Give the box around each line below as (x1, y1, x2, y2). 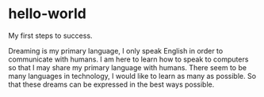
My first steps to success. (8, 31, 93, 40)
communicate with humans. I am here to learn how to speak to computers (8, 54, 249, 64)
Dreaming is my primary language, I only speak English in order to (8, 46, 224, 55)
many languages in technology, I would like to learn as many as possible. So (8, 71, 256, 80)
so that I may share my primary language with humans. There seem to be (8, 62, 247, 72)
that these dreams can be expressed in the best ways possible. (8, 80, 215, 89)
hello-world (8, 5, 87, 23)
